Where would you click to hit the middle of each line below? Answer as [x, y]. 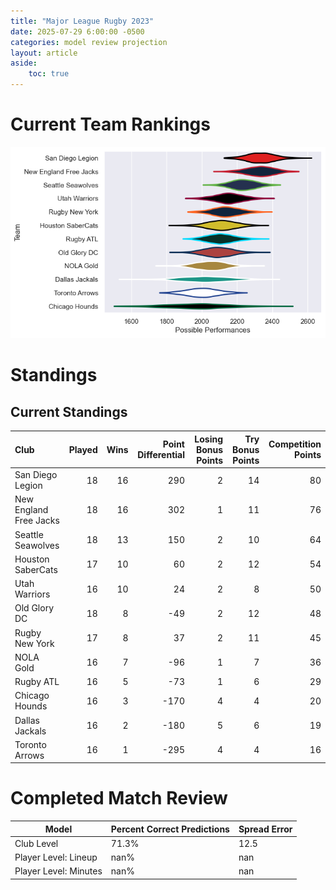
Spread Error [265, 829]
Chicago [32, 696]
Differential [161, 455]
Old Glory [34, 608]
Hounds [31, 706]
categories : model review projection [89, 42]
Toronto [30, 744]
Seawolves [37, 545]
